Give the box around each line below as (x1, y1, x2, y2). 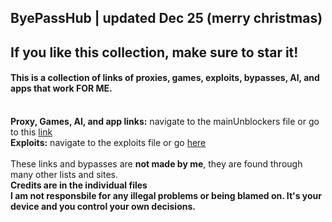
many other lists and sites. (10, 168, 119, 180)
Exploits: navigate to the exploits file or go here (10, 136, 207, 148)
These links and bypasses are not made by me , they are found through (10, 157, 303, 170)
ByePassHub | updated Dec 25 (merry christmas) (10, 10, 323, 27)
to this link (10, 126, 53, 138)
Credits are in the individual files (10, 179, 148, 191)
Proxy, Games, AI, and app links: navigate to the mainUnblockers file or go (10, 115, 320, 127)
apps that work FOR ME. (10, 82, 113, 95)
